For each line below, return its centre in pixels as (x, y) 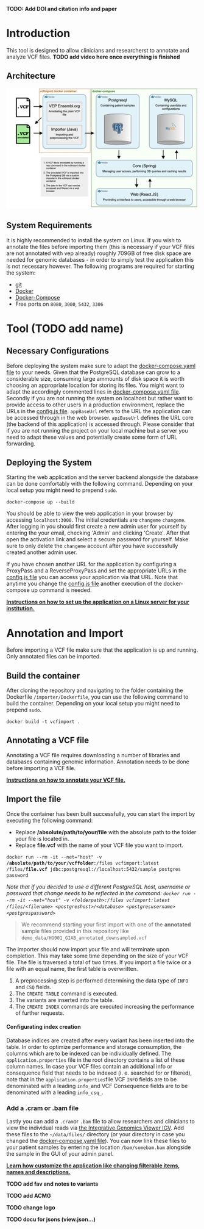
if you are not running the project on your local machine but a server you (97, 430)
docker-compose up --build (40, 502)
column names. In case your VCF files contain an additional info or (89, 1066)
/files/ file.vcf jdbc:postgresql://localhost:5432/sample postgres (94, 869)
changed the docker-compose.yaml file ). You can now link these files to (97, 1141)
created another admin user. (42, 552)
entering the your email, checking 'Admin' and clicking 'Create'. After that (98, 533)
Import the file (34, 799)
